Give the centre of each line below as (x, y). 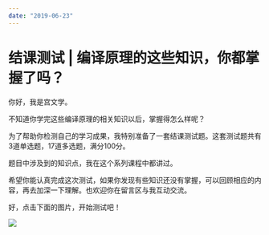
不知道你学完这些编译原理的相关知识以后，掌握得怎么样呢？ (107, 119)
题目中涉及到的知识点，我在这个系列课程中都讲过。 (93, 163)
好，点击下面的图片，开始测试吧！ (65, 207)
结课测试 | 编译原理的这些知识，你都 (127, 58)
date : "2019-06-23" (41, 16)
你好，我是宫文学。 (40, 102)
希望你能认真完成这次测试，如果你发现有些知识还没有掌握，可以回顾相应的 (131, 180)
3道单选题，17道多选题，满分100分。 (69, 146)
